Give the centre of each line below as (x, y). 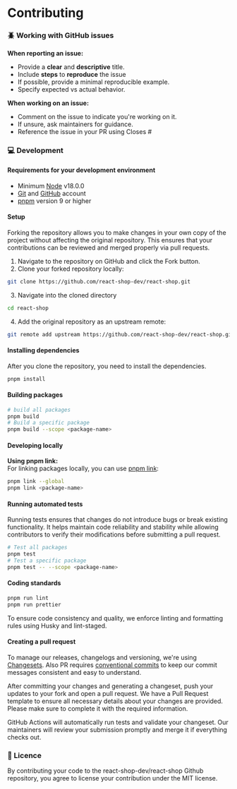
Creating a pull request (42, 642)
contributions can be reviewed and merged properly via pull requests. (109, 247)
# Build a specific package (49, 423)
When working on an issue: (48, 103)
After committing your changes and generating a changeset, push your (110, 686)
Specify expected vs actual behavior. (71, 90)
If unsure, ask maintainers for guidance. (75, 124)
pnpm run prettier (34, 604)
